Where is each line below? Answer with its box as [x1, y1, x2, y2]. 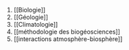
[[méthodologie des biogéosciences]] [13, 27, 121, 36]
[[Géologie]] [13, 13, 48, 21]
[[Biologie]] [13, 6, 46, 14]
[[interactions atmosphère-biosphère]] [13, 35, 123, 43]
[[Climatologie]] [13, 21, 58, 28]
